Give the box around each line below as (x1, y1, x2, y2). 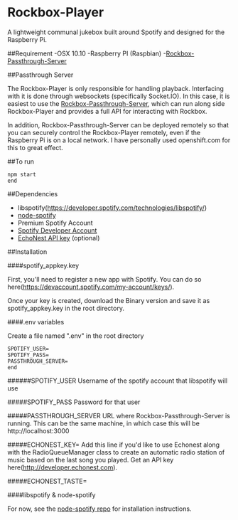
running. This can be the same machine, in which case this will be (7, 419, 200, 428)
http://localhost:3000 (7, 426, 70, 435)
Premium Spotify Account (17, 218, 94, 227)
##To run (7, 157, 34, 166)
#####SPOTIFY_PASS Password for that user (7, 398, 141, 406)
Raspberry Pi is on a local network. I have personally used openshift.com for (7, 136, 231, 144)
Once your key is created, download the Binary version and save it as (7, 296, 210, 304)
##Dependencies (7, 189, 58, 198)
